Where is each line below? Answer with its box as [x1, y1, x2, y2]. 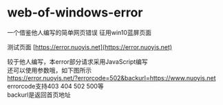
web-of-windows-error [7, 5, 143, 21]
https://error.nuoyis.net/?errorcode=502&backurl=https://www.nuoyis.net [7, 73, 216, 82]
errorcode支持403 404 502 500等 [7, 82, 105, 90]
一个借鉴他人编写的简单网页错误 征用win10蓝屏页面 [7, 28, 152, 36]
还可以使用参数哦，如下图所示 [7, 66, 92, 74]
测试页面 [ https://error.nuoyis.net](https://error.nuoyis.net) [7, 43, 173, 51]
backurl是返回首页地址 [7, 91, 71, 99]
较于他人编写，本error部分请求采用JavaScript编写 [7, 57, 148, 66]
